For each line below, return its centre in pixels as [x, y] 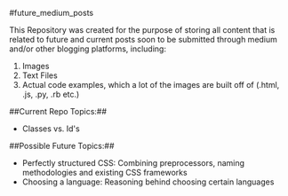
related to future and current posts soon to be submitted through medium [144, 39]
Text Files [40, 75]
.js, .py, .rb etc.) [51, 94]
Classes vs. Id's [51, 129]
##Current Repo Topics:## [58, 111]
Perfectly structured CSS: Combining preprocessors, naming [133, 163]
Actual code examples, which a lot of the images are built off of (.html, [151, 85]
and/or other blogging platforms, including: [88, 49]
